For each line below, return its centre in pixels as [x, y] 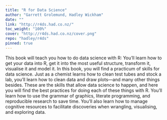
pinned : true [19, 43]
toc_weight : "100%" [26, 29]
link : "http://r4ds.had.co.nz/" [39, 24]
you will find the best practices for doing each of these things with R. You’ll [84, 90]
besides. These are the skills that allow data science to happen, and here [82, 85]
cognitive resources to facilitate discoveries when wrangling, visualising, [81, 106]
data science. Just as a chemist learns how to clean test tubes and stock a [83, 74]
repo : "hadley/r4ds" [27, 39]
